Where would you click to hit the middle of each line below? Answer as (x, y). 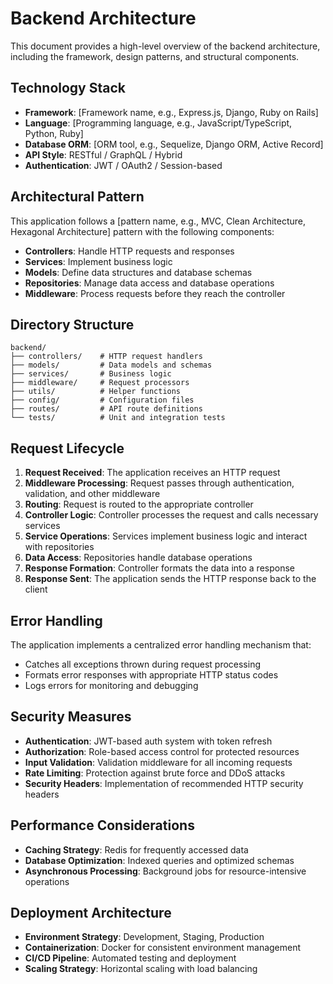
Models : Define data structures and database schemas (138, 272)
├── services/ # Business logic (91, 374)
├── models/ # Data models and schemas (111, 365)
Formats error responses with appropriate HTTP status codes (151, 675)
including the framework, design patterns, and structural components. (155, 56)
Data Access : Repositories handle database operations (138, 558)
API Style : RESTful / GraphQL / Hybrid (103, 154)
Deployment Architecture (91, 913)
